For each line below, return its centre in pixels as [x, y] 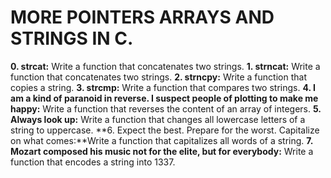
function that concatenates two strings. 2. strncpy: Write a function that [158, 77]
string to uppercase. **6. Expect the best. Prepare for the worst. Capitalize [165, 130]
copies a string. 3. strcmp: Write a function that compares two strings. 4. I [163, 87]
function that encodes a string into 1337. [93, 162]
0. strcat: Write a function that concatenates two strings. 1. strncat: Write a [165, 66]
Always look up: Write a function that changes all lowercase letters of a [158, 119]
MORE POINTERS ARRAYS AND [142, 17]
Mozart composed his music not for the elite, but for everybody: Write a [162, 151]
